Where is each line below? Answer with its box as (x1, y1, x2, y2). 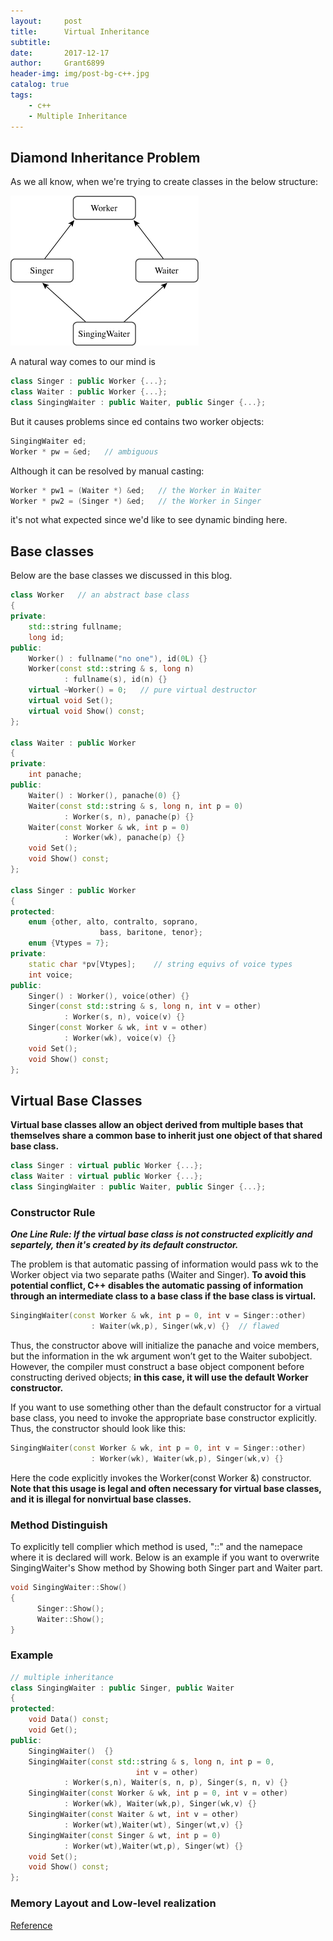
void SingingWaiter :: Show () (10, 1583, 128, 1593)
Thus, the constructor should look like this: (10, 1422, 187, 1434)
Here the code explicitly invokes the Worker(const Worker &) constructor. (10, 1471, 312, 1484)
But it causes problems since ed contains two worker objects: (10, 415, 265, 427)
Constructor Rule (10, 1205, 96, 1219)
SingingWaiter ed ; (10, 436, 87, 446)
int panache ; (28, 770, 83, 780)
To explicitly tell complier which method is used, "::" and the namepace (10, 1541, 303, 1553)
